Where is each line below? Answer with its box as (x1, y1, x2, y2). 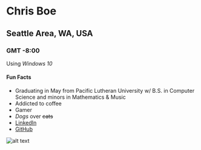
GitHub (15, 125, 33, 133)
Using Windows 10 (6, 60, 53, 67)
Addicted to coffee (15, 100, 62, 107)
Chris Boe (6, 4, 56, 18)
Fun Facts (6, 73, 31, 81)
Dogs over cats (15, 113, 53, 120)
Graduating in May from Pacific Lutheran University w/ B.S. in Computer (15, 87, 195, 95)
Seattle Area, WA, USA (6, 28, 93, 39)
